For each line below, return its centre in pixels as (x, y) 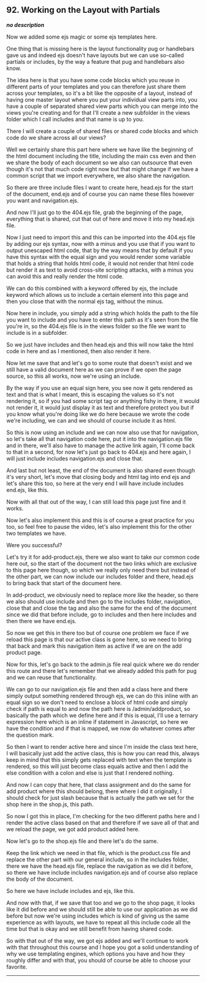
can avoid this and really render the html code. (65, 276)
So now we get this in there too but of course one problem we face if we (97, 633)
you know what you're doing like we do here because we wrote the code (98, 414)
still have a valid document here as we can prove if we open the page (94, 369)
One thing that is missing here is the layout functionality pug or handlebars (101, 48)
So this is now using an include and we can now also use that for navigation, (103, 432)
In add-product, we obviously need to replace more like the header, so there (102, 595)
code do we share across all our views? (56, 137)
